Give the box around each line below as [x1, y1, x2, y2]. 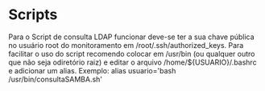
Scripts [8, 6, 58, 24]
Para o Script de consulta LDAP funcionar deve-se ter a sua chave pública [8, 32, 255, 42]
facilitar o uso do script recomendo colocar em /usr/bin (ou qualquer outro [8, 49, 255, 58]
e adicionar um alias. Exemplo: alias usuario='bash [8, 65, 176, 75]
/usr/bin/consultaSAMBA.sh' [8, 74, 103, 84]
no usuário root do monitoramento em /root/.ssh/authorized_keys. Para [8, 40, 244, 49]
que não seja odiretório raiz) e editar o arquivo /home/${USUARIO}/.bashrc [8, 57, 257, 67]
